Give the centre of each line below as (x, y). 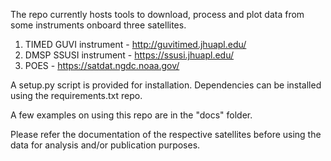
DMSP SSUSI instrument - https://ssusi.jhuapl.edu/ (129, 55)
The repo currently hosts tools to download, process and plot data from (157, 14)
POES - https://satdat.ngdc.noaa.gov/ (102, 65)
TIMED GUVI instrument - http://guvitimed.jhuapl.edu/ (135, 44)
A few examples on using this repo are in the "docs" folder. (131, 115)
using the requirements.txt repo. (76, 95)
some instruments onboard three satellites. (98, 25)
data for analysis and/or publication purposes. (105, 145)
